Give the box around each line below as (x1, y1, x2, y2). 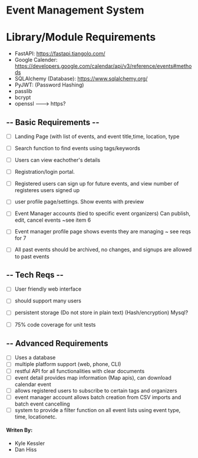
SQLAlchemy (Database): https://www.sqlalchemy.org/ (14, 75, 148, 83)
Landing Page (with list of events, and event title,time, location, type (14, 133, 180, 140)
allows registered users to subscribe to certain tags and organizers (14, 387, 178, 394)
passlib (14, 88, 32, 95)
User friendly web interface (14, 285, 81, 292)
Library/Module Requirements (6, 31, 156, 44)
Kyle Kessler (14, 440, 45, 447)
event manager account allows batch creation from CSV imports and (14, 393, 181, 401)
